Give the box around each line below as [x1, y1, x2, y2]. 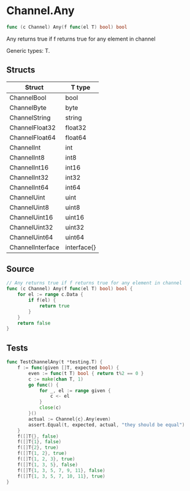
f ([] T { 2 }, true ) [17, 444, 59, 451]
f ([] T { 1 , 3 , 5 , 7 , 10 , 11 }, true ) [17, 473, 105, 479]
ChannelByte [9, 103, 47, 112]
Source [6, 264, 35, 274]
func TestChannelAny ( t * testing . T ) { [6, 359, 103, 365]
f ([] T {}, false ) [17, 433, 59, 439]
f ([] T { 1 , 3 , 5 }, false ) [17, 462, 78, 468]
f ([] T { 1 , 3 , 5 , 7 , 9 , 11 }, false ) [17, 467, 105, 473]
